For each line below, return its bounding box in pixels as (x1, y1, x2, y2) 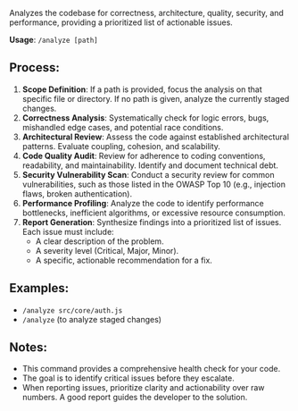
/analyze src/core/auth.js (21, 306, 123, 315)
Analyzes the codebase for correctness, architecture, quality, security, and (9, 8, 284, 18)
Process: (9, 60, 60, 75)
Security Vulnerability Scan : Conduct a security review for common (21, 169, 275, 180)
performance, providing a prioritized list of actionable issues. (9, 17, 234, 28)
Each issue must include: (21, 226, 114, 237)
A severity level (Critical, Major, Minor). (35, 245, 179, 256)
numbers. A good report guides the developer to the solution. (21, 392, 248, 403)
